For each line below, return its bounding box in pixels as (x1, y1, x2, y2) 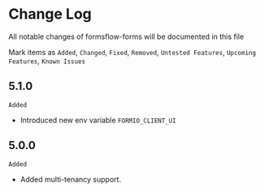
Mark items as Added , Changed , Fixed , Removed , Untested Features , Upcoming (8, 47, 257, 57)
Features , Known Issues (8, 56, 86, 66)
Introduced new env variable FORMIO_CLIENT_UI (19, 115, 176, 125)
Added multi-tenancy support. (19, 174, 122, 184)
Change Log (8, 5, 92, 23)
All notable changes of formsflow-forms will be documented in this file (8, 32, 245, 41)
